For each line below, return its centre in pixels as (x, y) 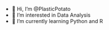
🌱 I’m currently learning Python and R (57, 21)
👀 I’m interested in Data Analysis (51, 15)
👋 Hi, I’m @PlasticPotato (41, 9)
